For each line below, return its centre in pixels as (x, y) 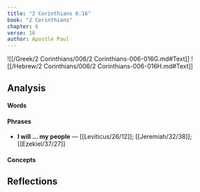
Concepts (21, 160)
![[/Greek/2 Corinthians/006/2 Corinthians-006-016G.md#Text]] (99, 59)
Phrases (19, 121)
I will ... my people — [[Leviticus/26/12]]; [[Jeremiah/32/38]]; (104, 137)
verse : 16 (21, 33)
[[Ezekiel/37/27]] (41, 144)
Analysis (27, 88)
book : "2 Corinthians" (40, 20)
